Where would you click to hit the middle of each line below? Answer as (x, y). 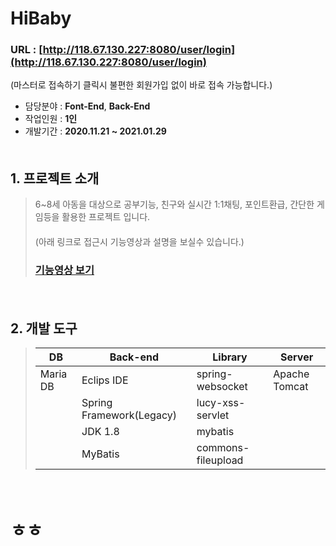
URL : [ (26, 50)
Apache (291, 374)
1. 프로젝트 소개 (55, 178)
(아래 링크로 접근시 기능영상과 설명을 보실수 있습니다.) (139, 242)
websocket (222, 387)
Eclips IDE (105, 380)
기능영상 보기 (64, 270)
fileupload (220, 460)
